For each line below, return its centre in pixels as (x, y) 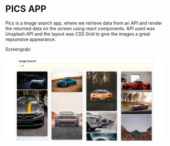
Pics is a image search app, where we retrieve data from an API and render (84, 23)
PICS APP (26, 9)
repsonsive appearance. (31, 39)
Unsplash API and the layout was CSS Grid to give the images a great (78, 34)
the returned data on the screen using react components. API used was (80, 28)
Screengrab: (18, 49)
